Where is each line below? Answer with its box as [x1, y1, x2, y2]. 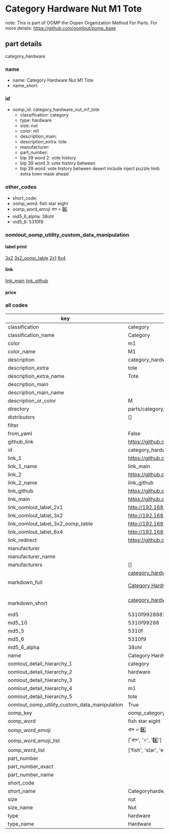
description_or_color [8, 397, 56, 404]
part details [5, 40, 42, 48]
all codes [5, 302, 28, 309]
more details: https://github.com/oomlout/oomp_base [5, 25, 116, 31]
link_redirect [8, 536, 37, 543]
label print [5, 244, 27, 250]
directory [8, 405, 29, 412]
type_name [8, 820, 34, 827]
